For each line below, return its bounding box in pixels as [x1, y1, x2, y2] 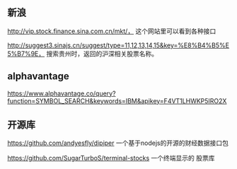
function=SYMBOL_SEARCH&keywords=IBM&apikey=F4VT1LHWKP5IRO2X [7, 96, 227, 105]
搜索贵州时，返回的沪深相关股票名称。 [45, 49, 158, 58]
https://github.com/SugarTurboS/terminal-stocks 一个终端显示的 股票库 [7, 154, 215, 163]
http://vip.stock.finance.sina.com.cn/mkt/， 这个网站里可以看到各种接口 [7, 27, 216, 35]
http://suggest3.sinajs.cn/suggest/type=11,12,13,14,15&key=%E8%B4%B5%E [7, 41, 230, 49]
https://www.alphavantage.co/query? [7, 89, 116, 98]
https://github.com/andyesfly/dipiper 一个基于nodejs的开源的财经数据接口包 [7, 139, 229, 147]
